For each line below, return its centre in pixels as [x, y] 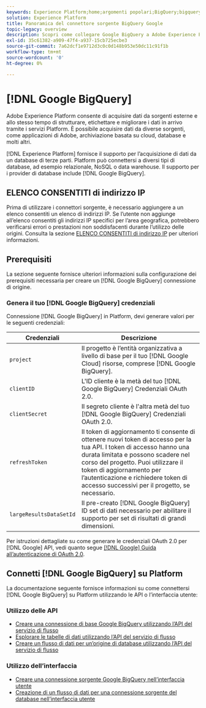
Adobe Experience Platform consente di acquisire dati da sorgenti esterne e [102, 116]
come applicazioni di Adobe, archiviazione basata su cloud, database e [96, 135]
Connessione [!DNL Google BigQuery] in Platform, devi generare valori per [101, 316]
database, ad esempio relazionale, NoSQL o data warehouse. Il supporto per [103, 167]
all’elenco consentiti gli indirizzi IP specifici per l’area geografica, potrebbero [103, 221]
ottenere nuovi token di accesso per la [136, 440]
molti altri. [19, 142]
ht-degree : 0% [25, 63]
